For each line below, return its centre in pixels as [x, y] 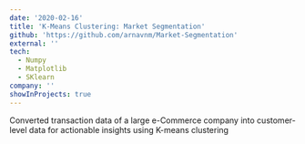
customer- [276, 120]
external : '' [34, 43]
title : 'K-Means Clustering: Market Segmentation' [107, 26]
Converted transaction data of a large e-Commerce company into [132, 120]
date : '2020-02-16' [46, 18]
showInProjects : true [51, 94]
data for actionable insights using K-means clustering [129, 129]
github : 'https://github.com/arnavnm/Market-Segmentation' [124, 35]
